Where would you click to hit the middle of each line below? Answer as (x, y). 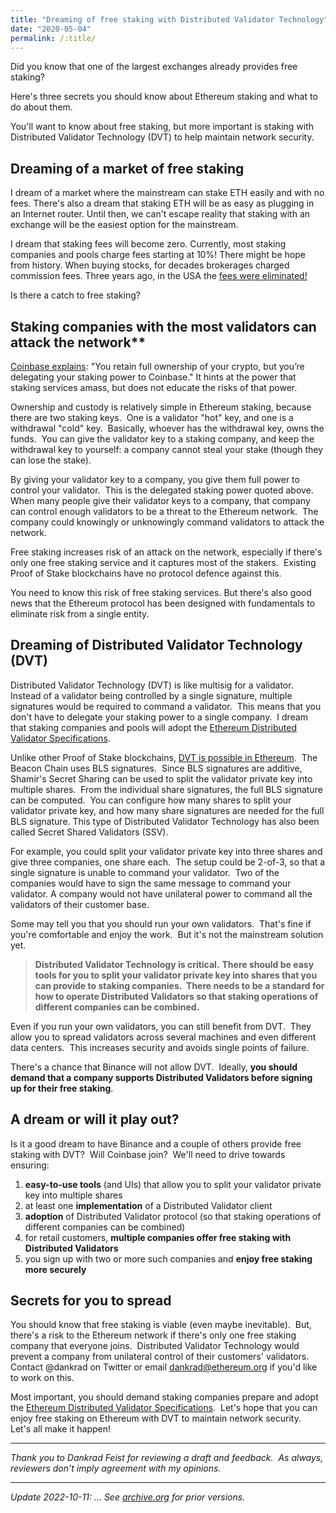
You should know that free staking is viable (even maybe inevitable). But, (161, 1325)
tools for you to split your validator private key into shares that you (176, 975)
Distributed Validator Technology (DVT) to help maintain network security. (162, 137)
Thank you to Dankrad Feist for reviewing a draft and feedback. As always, (167, 1458)
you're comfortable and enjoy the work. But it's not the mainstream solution (167, 934)
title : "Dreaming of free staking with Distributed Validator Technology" (169, 19)
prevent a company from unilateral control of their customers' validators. (160, 1357)
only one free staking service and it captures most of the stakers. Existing (163, 562)
